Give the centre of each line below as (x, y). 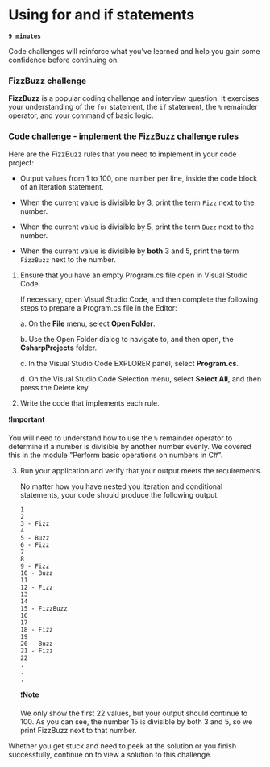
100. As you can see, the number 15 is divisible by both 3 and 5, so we (136, 721)
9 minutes (25, 36)
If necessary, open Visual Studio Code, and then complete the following (139, 299)
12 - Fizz (37, 587)
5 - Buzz (35, 538)
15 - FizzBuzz (44, 608)
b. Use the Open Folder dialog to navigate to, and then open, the (127, 339)
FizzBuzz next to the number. (68, 259)
